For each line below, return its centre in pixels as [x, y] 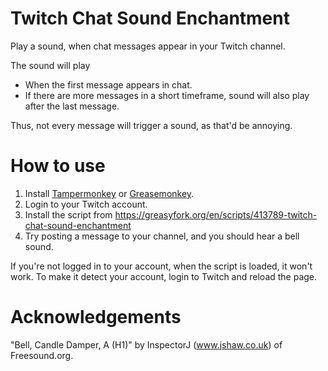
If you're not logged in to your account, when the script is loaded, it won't [161, 266]
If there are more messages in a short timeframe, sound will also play [167, 95]
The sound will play [50, 65]
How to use [58, 166]
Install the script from [68, 214]
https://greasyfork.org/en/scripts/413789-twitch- [216, 214]
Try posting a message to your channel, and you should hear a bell [162, 236]
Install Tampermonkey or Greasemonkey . [109, 193]
